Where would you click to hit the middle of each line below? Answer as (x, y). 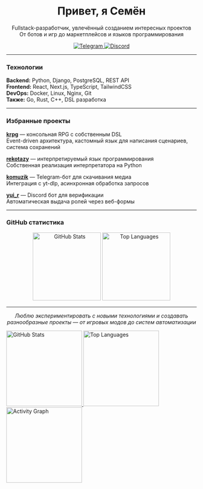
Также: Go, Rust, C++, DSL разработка (56, 100)
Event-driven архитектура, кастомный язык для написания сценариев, (97, 141)
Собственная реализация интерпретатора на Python (74, 165)
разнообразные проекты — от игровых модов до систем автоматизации (101, 322)
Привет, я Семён (101, 11)
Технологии (25, 67)
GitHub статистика (35, 223)
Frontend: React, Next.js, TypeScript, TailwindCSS (69, 87)
